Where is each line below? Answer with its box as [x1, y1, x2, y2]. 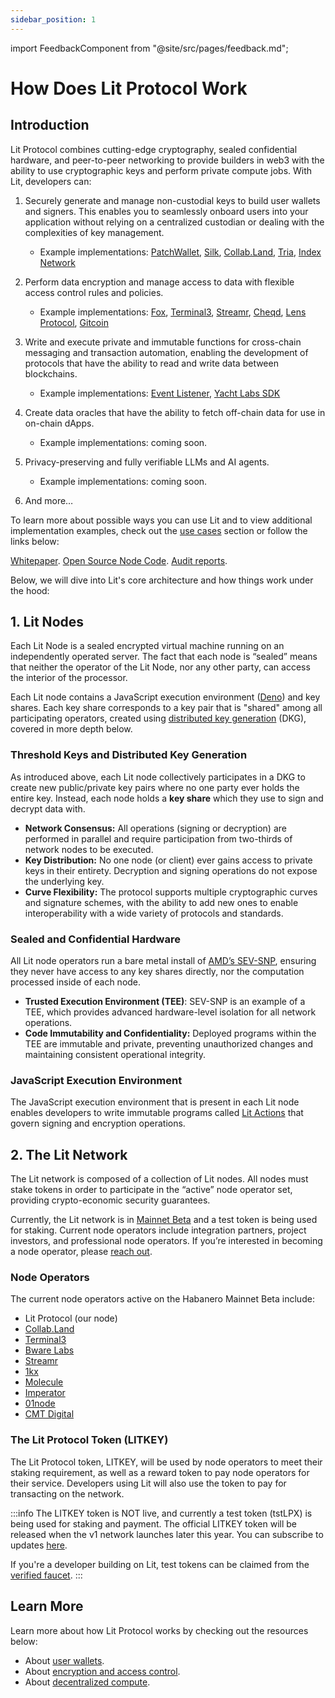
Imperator [24, 1387, 66, 1399]
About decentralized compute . [24, 1676, 151, 1688]
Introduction [10, 117, 90, 134]
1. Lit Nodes [10, 614, 85, 631]
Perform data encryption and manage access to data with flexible [24, 276, 295, 288]
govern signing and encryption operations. [10, 1117, 186, 1130]
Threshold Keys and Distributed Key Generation [10, 748, 248, 762]
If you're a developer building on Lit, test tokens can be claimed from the [10, 1558, 310, 1570]
